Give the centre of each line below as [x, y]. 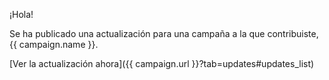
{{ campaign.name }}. [54, 44]
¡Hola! [21, 14]
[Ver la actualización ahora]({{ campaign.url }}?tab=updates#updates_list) [162, 63]
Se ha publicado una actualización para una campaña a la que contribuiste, [164, 33]
